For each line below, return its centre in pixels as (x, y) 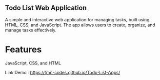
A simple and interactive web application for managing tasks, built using (77, 19)
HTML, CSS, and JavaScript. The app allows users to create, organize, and (80, 25)
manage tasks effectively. (31, 30)
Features (23, 49)
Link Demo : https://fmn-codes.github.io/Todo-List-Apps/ (63, 72)
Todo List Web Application (46, 8)
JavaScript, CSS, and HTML (33, 63)
